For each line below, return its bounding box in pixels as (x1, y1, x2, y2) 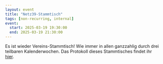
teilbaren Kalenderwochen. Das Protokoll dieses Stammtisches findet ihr (5, 48, 152, 54)
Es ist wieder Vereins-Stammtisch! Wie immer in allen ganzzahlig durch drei (5, 43, 159, 49)
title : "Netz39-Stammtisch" (5, 12, 63, 17)
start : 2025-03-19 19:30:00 (9, 25, 68, 30)
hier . (5, 54, 14, 59)
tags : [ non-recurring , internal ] (5, 16, 74, 21)
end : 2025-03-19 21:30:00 (9, 30, 63, 35)
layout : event (5, 7, 35, 12)
